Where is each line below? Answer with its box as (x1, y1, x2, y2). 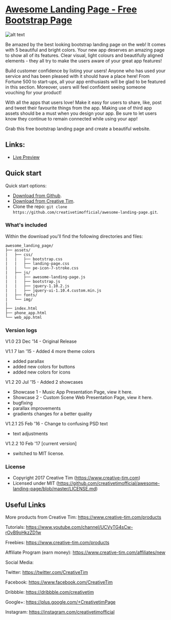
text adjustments (12, 430, 48, 437)
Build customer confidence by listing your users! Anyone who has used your (5, 68, 166, 74)
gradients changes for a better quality (12, 411, 92, 417)
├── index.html (5, 306, 38, 311)
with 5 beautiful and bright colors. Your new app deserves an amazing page (5, 47, 165, 53)
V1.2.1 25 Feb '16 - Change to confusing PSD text (5, 421, 108, 427)
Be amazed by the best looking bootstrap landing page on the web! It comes (5, 41, 166, 47)
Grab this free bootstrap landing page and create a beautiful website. (5, 126, 151, 132)
